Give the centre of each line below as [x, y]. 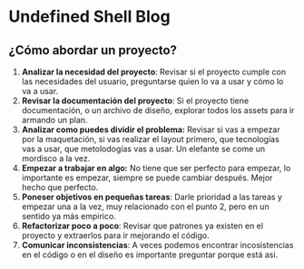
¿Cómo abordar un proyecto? [93, 50]
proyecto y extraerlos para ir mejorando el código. [115, 235]
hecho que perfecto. [60, 187]
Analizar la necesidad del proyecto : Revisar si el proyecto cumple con [154, 72]
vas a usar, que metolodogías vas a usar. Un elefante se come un [143, 149]
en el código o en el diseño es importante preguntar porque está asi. [150, 255]
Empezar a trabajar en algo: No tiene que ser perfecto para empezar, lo [156, 168]
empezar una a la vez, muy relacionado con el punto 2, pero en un [145, 207]
